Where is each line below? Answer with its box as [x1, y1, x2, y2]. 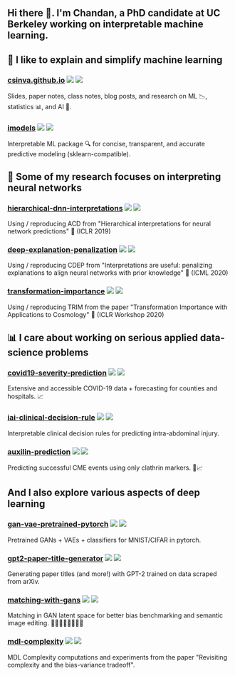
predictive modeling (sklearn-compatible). [7, 150, 131, 158]
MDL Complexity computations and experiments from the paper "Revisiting [7, 652, 228, 661]
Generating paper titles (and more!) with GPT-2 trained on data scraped [7, 569, 217, 578]
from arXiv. [7, 577, 41, 585]
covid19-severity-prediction [7, 368, 107, 378]
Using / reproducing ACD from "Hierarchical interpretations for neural [7, 219, 211, 228]
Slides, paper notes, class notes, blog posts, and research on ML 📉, [7, 92, 208, 101]
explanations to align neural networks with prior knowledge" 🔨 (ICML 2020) [7, 268, 229, 277]
